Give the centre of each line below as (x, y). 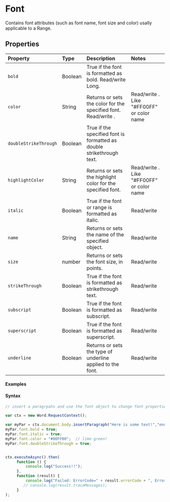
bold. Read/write (106, 79)
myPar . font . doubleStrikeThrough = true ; (49, 443)
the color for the (105, 103)
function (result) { (38, 476)
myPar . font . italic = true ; (34, 434)
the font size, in (104, 262)
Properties (22, 44)
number (71, 262)
